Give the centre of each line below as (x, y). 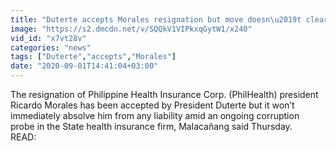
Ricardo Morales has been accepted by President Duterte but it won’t (152, 105)
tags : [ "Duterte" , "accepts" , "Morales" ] (93, 57)
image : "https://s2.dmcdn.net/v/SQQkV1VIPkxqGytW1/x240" (131, 29)
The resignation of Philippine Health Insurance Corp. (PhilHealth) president (164, 94)
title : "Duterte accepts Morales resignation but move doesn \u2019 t (156, 19)
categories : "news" (51, 47)
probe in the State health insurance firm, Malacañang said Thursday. (151, 126)
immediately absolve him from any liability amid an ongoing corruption (155, 115)
